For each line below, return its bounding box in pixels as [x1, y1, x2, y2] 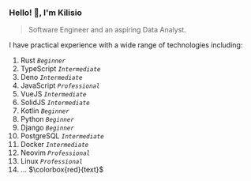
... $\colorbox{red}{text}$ [20, 165, 104, 175]
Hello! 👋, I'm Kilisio [9, 7, 82, 18]
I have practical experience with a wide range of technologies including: [9, 40, 243, 50]
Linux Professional [20, 156, 84, 166]
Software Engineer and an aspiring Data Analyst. [28, 25, 186, 35]
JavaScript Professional [20, 81, 100, 90]
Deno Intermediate [20, 73, 83, 82]
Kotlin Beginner [20, 106, 69, 115]
